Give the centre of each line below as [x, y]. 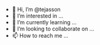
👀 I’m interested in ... [38, 16]
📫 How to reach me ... [40, 36]
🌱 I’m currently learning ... [44, 22]
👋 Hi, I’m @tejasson [36, 9]
